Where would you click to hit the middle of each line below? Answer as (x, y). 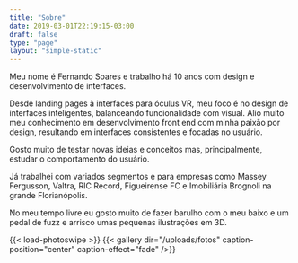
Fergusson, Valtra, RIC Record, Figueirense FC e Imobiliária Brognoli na (140, 186)
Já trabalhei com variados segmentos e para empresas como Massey (138, 177)
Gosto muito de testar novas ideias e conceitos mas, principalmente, (136, 150)
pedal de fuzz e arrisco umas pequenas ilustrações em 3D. (118, 223)
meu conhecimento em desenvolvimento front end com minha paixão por (145, 123)
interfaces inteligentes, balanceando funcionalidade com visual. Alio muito (147, 113)
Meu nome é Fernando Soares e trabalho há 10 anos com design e (132, 76)
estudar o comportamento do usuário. (79, 159)
